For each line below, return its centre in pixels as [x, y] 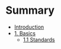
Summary [30, 10]
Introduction [29, 27]
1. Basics [25, 33]
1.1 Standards [39, 39]
